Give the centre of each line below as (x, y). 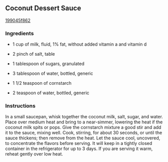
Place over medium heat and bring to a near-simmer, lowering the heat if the (84, 122)
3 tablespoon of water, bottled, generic (53, 73)
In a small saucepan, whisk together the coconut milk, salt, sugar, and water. (84, 117)
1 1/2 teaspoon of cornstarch (42, 83)
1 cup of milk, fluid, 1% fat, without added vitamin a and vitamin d (79, 44)
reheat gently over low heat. (34, 154)
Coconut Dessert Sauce (43, 8)
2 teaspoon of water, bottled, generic (51, 93)
